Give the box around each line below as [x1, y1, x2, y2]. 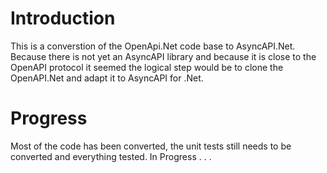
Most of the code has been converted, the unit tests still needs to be [10, 140, 292, 152]
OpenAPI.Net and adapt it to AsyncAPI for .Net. [10, 72, 204, 84]
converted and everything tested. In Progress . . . [10, 150, 212, 162]
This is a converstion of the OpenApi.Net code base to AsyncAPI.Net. [10, 40, 296, 52]
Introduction [10, 7, 116, 30]
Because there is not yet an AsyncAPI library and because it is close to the [10, 50, 317, 62]
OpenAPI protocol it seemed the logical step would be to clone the [10, 61, 284, 73]
